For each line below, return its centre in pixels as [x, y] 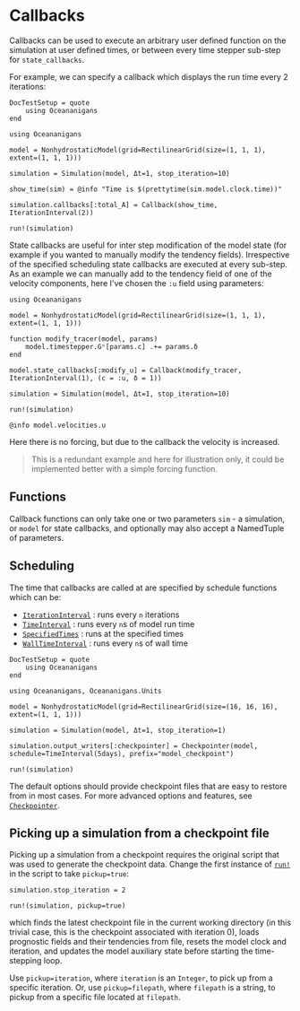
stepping [26, 961]
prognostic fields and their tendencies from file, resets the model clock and [148, 942]
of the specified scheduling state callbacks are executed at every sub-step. [149, 264]
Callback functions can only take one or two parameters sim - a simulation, [147, 519]
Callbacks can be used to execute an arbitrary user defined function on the [148, 40]
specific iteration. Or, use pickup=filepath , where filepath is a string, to [142, 988]
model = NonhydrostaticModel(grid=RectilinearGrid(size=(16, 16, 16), [144, 706]
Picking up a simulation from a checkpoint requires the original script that [144, 855]
